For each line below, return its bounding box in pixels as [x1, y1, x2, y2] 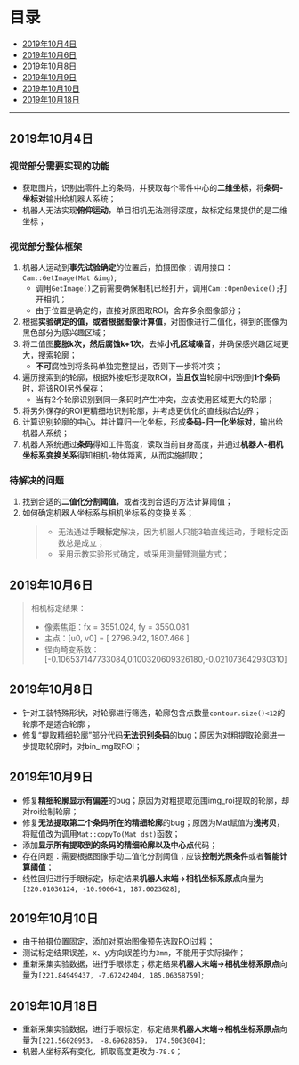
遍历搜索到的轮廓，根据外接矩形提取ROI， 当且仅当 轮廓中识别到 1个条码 [21, 371, 281, 383]
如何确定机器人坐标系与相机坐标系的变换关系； [21, 508, 194, 518]
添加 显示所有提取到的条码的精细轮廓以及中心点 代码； [21, 839, 218, 850]
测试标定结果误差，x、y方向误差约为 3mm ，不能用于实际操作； [21, 947, 246, 958]
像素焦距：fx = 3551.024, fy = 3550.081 [44, 622, 190, 632]
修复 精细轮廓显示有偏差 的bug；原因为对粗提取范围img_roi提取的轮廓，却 [21, 795, 290, 805]
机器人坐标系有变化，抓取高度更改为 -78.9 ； [21, 1046, 183, 1057]
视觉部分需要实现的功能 [9, 161, 109, 173]
